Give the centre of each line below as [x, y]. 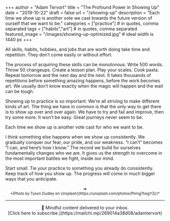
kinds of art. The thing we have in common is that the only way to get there [83, 106]
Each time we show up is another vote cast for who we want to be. [75, 127]
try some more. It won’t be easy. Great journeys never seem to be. [74, 117]
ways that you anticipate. [31, 179]
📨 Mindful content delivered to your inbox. [85, 208]
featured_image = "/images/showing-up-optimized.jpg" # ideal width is [79, 34]
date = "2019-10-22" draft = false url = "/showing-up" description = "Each [83, 13]
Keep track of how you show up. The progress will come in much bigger [80, 173]
